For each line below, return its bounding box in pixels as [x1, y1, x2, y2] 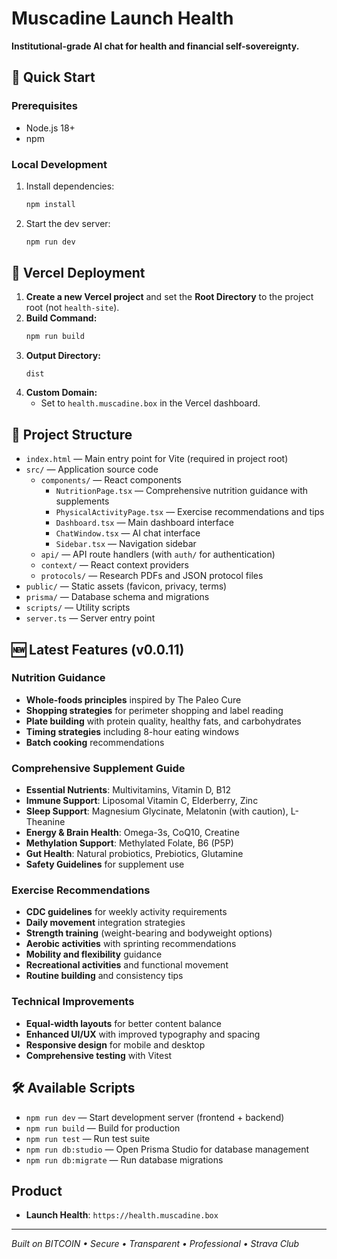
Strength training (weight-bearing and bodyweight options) [25, 927, 273, 939]
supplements [55, 495, 110, 507]
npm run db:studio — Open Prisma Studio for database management [25, 1143, 310, 1155]
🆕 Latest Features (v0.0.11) [11, 641, 185, 658]
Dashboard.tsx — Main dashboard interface [55, 517, 234, 529]
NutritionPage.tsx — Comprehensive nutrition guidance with [55, 485, 309, 497]
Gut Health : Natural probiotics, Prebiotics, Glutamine [25, 848, 244, 860]
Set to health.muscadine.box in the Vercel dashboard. [40, 397, 261, 409]
